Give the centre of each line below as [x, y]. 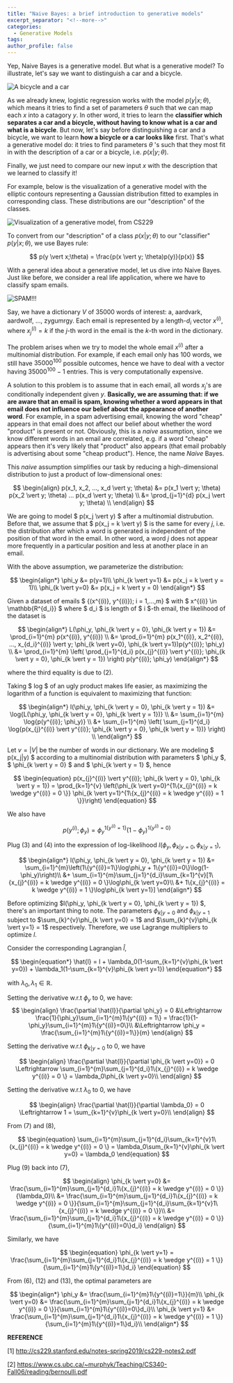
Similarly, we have [33, 1239]
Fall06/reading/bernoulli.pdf [47, 1372]
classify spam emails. [38, 285]
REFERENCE [25, 1337]
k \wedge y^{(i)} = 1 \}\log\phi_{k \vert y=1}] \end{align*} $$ [117, 890]
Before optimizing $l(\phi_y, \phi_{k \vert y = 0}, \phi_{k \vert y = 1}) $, [107, 903]
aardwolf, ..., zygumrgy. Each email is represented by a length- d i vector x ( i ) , [115, 320]
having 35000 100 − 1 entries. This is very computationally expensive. [105, 371]
